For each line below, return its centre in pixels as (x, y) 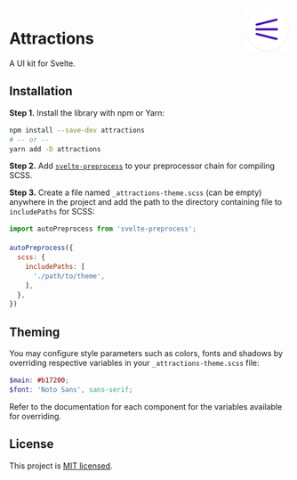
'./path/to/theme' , (68, 276)
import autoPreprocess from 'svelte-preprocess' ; (103, 229)
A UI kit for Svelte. (42, 63)
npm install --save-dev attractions (77, 130)
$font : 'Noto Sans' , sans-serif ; (71, 389)
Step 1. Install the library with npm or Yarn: (87, 112)
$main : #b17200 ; (39, 380)
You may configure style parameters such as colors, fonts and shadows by (146, 354)
